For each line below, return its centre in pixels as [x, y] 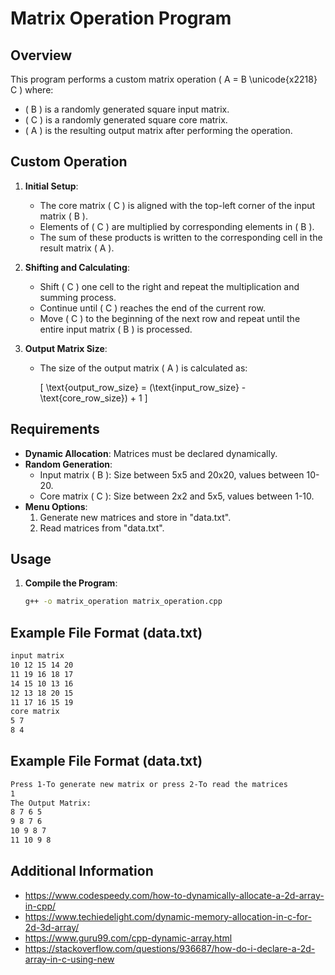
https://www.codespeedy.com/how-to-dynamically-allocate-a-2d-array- [174, 895]
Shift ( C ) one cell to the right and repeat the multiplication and [169, 286]
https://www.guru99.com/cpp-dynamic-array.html [128, 938]
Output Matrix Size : [66, 348]
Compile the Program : [71, 583]
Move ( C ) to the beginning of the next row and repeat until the [170, 318]
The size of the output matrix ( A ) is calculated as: [143, 368]
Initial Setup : [51, 186]
